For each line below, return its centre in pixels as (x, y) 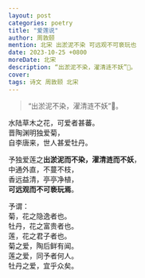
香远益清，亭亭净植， (43, 179)
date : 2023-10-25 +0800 (48, 52)
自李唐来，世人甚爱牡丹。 (50, 142)
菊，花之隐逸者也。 (40, 216)
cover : (19, 75)
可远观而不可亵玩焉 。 (43, 189)
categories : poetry (41, 23)
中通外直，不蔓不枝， (43, 169)
